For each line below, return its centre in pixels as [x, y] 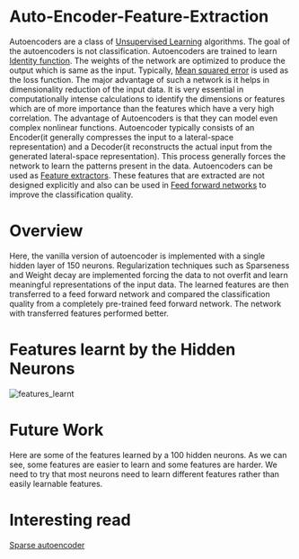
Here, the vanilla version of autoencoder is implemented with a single [137, 256]
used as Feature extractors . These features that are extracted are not [137, 175]
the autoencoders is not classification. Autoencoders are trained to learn [143, 50]
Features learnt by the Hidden [123, 350]
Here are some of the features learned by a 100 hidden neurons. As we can [148, 455]
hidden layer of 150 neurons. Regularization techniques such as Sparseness [149, 265]
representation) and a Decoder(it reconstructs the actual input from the [141, 147]
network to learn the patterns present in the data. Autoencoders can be [141, 166]
